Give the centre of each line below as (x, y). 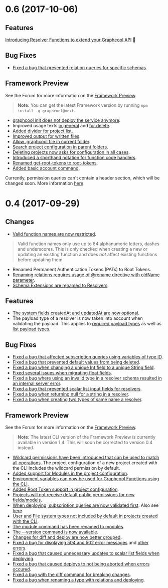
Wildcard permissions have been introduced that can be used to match (86, 458)
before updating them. (41, 260)
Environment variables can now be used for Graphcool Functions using (86, 479)
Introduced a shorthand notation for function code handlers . (74, 157)
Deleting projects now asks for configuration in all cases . (71, 152)
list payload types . (31, 329)
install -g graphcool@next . (46, 110)
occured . (22, 569)
